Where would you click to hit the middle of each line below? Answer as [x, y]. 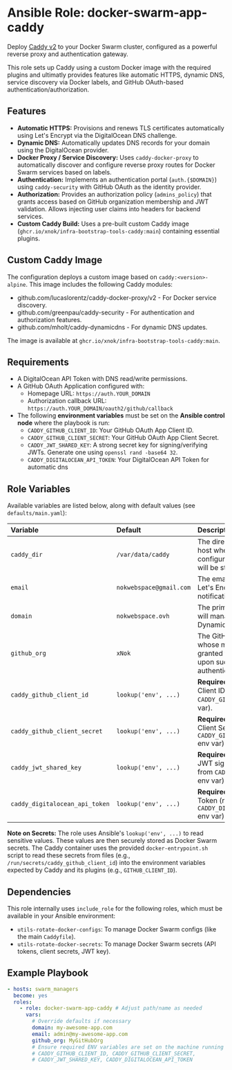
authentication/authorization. [48, 89]
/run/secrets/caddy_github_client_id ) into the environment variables [106, 863]
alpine [17, 285]
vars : [33, 1015]
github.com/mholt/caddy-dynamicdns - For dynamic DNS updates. [112, 327]
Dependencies [39, 892]
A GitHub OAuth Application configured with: [81, 386]
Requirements [38, 362]
